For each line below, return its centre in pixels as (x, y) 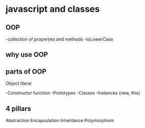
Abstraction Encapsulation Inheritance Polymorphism (60, 121)
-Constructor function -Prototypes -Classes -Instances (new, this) (73, 93)
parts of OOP (26, 71)
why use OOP (27, 55)
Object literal (19, 84)
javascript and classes (53, 9)
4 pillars (18, 108)
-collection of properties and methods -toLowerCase (59, 39)
